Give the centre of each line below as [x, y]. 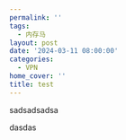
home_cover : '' [38, 76]
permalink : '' [36, 17]
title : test [31, 84]
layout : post [34, 43]
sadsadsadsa [34, 109]
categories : [31, 59]
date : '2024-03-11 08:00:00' [64, 51]
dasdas [23, 127]
